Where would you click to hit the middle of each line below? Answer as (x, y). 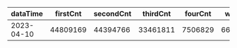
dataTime (27, 14)
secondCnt (113, 14)
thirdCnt (157, 14)
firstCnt (69, 14)
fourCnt (198, 14)
